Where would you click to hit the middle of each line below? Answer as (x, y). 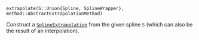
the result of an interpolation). (43, 31)
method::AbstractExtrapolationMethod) (54, 14)
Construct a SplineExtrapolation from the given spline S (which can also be (99, 24)
